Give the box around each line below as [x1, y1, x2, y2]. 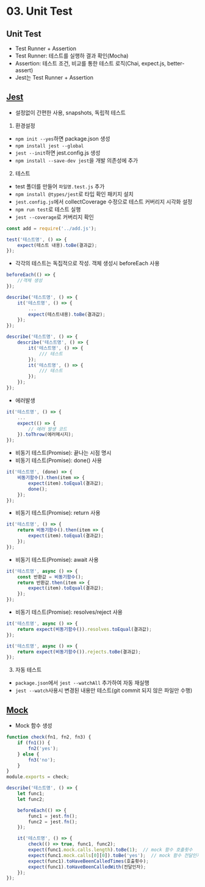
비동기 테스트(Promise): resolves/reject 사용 [15, 608, 123, 616]
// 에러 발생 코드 [28, 426, 67, 432]
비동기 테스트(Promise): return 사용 [15, 509, 101, 517]
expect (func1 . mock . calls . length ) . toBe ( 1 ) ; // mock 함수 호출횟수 [28, 847, 193, 853]
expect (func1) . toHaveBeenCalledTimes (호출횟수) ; [28, 858, 149, 864]
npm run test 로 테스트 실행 [15, 205, 81, 213]
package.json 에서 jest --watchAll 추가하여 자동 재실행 [15, 679, 149, 686]
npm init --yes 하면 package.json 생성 [15, 134, 110, 142]
